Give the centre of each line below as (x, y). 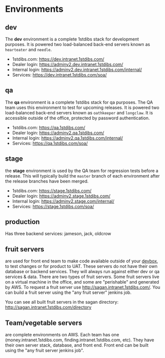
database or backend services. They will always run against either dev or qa (82, 272)
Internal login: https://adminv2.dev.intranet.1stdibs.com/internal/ (77, 70)
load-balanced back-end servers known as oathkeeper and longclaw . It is (79, 112)
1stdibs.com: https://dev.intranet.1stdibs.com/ (58, 59)
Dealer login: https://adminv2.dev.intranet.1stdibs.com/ (68, 64)
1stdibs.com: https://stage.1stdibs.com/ (52, 190)
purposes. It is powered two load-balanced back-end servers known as (78, 44)
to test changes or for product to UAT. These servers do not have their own (81, 266)
